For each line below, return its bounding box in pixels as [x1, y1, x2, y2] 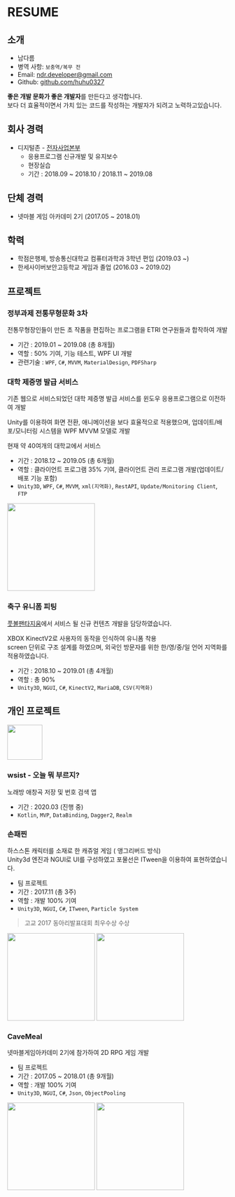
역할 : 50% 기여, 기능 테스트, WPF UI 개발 [17, 350, 133, 358]
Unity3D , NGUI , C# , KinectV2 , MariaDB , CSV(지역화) [17, 683, 153, 691]
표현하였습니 [193, 855, 227, 864]
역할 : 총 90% [17, 675, 56, 684]
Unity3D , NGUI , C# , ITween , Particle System [17, 904, 138, 913]
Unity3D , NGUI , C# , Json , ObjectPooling [17, 1088, 126, 1097]
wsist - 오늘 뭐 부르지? [7, 770, 80, 780]
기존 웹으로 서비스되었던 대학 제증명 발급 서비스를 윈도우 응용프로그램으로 [7, 394, 208, 403]
